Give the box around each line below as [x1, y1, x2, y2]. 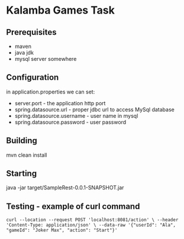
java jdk [14, 49, 34, 56]
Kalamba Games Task [6, 4, 115, 17]
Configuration [6, 72, 59, 83]
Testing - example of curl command [6, 201, 140, 211]
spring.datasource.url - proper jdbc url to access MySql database [14, 106, 175, 113]
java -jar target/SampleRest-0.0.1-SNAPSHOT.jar [6, 184, 124, 191]
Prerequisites [6, 27, 57, 37]
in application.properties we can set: [6, 88, 95, 95]
